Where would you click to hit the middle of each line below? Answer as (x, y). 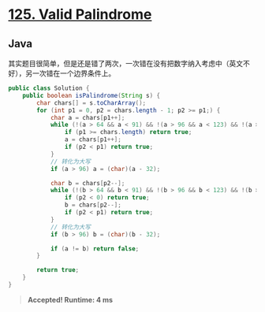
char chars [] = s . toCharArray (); (91, 103)
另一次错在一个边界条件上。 (70, 73)
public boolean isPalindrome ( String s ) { (91, 95)
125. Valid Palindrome (80, 15)
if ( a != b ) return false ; (95, 249)
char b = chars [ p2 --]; (88, 183)
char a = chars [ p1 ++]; (88, 117)
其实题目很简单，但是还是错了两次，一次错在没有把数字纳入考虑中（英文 (125, 63)
